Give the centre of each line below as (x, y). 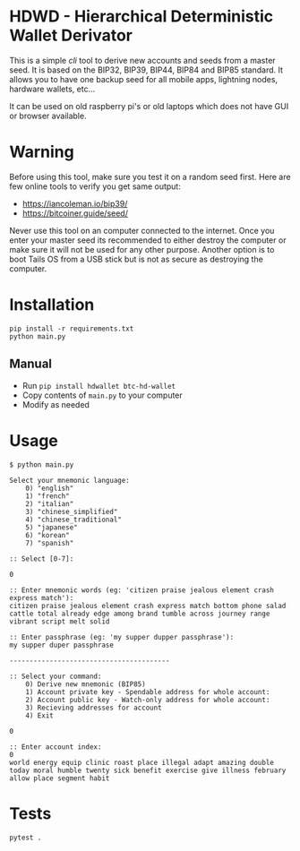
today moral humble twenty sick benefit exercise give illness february (148, 770)
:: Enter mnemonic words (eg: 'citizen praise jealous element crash (142, 590)
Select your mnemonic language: (69, 480)
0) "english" (50, 488)
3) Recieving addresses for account (94, 708)
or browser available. (48, 116)
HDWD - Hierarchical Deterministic (141, 17)
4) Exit (39, 715)
